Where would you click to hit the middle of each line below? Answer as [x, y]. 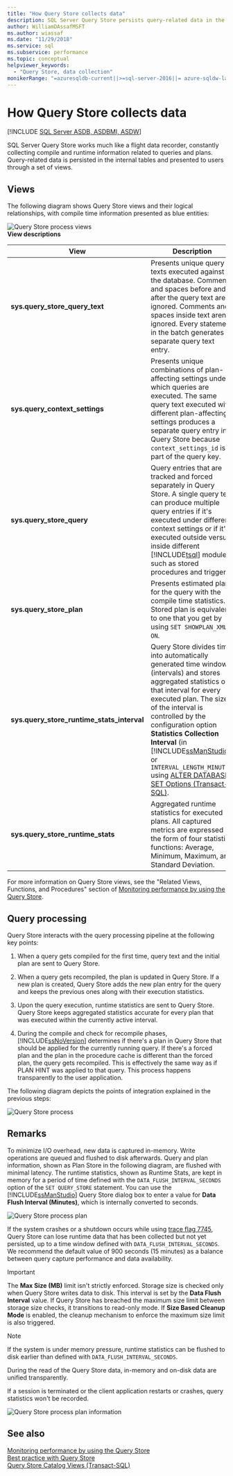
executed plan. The [182, 699]
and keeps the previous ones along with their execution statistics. [111, 991]
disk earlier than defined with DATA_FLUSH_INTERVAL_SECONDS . [93, 1357]
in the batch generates [187, 333]
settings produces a [183, 422]
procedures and [176, 572]
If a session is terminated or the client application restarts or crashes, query [115, 1391]
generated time [175, 664]
